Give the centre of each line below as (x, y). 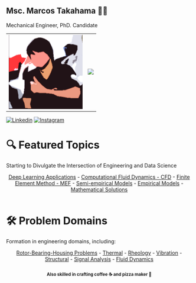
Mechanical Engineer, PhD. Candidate (52, 25)
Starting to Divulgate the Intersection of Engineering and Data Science (92, 165)
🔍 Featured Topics (53, 145)
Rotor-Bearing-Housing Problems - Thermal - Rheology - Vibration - (99, 253)
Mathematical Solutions (99, 189)
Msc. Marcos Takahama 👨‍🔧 (57, 11)
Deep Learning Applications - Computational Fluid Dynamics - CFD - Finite (99, 177)
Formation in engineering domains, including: (61, 241)
